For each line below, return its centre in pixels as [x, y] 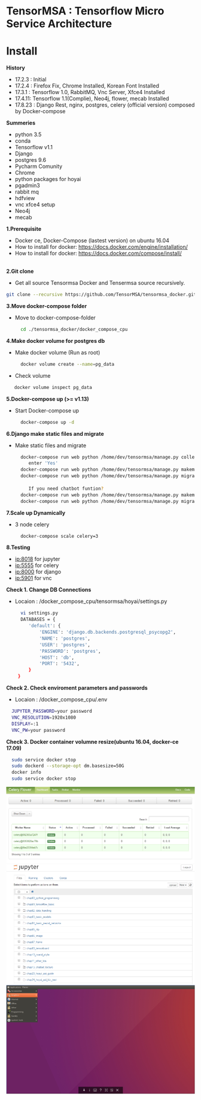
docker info [27, 772]
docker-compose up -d [48, 422]
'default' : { [45, 626]
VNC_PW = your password [39, 730]
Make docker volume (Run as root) [57, 352]
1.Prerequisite [24, 229]
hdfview [25, 198]
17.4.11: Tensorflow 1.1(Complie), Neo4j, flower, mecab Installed [92, 99]
